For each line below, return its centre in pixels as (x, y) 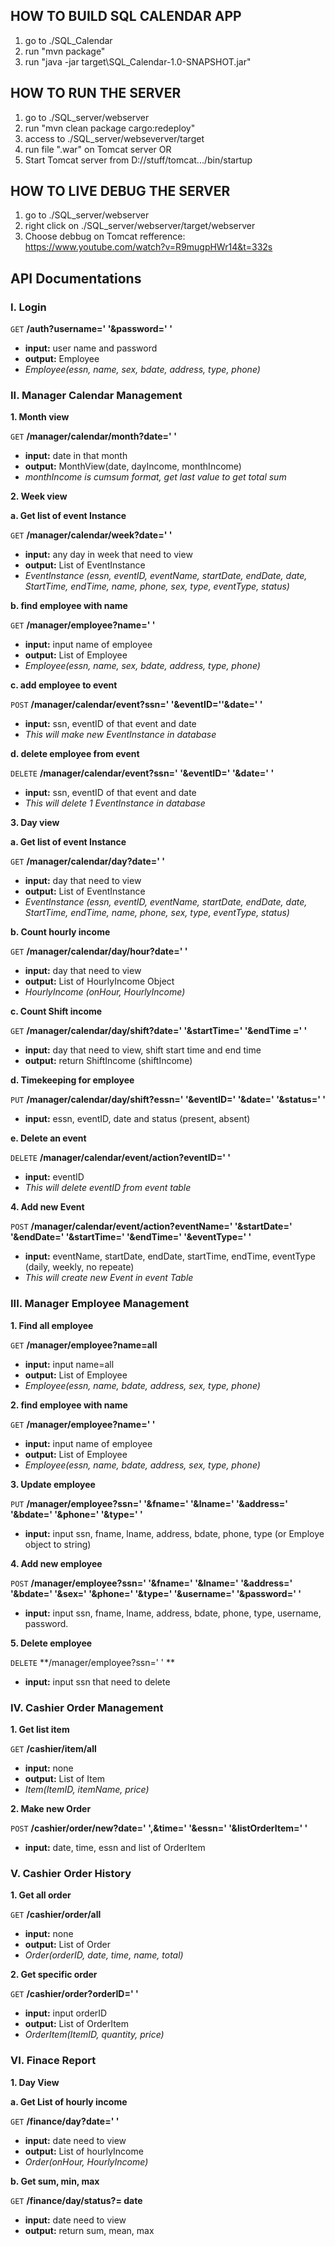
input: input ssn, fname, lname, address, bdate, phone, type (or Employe (174, 1533)
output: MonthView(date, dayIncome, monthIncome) (133, 466)
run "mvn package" (65, 51)
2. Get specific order (54, 1975)
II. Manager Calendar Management (96, 396)
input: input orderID (66, 2013)
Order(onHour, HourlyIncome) (86, 2161)
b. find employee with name (69, 606)
